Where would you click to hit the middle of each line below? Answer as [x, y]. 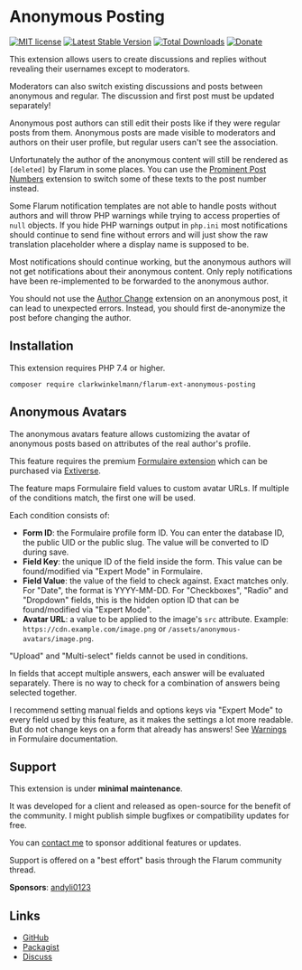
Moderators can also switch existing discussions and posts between [136, 86]
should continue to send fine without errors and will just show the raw [139, 234]
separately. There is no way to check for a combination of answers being [145, 683]
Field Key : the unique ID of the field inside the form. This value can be [152, 561]
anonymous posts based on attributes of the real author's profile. [130, 443]
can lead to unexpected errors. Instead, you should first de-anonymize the [147, 308]
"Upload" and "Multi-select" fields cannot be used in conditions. [129, 656]
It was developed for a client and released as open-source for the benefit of [150, 807]
